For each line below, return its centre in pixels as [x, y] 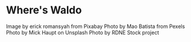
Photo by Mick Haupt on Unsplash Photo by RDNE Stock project [82, 32]
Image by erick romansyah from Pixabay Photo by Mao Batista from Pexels [95, 26]
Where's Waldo [44, 10]
